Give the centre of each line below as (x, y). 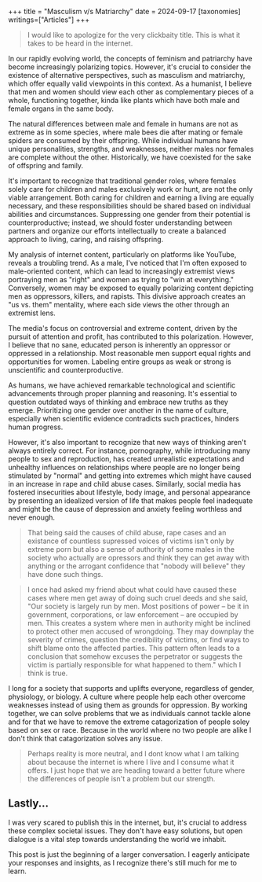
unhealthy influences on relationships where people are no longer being (124, 467)
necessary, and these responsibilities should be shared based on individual (129, 206)
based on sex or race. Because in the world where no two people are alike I (130, 730)
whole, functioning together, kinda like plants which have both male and (124, 100)
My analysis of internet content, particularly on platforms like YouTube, (122, 254)
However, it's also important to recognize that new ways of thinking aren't (127, 442)
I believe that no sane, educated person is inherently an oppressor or (120, 345)
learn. (18, 871)
